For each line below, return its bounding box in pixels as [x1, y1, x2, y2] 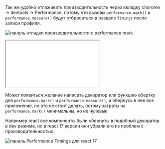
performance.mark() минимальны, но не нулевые [5, 108, 108, 114]
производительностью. [5, 128, 55, 134]
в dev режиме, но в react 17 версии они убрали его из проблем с [5, 123, 144, 129]
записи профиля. [5, 20, 41, 26]
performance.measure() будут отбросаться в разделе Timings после [5, 15, 147, 20]
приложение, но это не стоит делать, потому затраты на [5, 102, 126, 108]
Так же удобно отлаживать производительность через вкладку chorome [5, 4, 161, 10]
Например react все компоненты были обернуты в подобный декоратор [5, 117, 160, 123]
